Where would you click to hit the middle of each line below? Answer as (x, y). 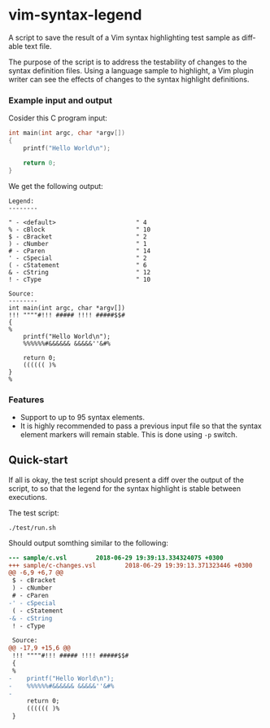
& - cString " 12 (80, 272)
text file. (38, 46)
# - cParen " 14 (80, 251)
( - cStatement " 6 (78, 265)
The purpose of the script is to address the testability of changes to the (128, 62)
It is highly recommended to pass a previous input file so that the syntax (141, 426)
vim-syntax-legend (75, 15)
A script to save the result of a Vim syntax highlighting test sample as (124, 37)
